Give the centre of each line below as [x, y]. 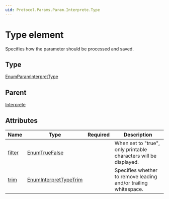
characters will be [136, 156]
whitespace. [129, 189]
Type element [34, 35]
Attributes [21, 121]
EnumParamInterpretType [32, 77]
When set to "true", [137, 143]
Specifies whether [136, 170]
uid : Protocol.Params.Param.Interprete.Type [53, 10]
